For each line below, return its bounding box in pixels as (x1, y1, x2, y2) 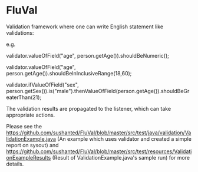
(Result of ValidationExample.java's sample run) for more (52, 154, 190, 161)
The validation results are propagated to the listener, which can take (6, 105, 171, 112)
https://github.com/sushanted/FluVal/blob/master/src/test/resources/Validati (6, 148, 192, 155)
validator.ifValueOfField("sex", (6, 81, 79, 88)
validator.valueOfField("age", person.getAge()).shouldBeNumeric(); (6, 52, 169, 59)
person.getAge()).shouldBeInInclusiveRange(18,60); (6, 70, 132, 77)
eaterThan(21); (6, 94, 42, 101)
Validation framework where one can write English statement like (6, 23, 164, 30)
